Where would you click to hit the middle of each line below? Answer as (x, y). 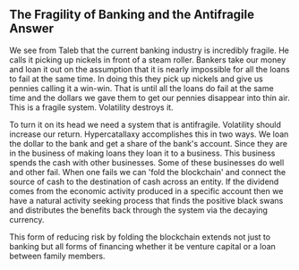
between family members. (57, 256)
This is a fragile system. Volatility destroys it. (91, 107)
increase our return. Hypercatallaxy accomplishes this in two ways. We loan (149, 134)
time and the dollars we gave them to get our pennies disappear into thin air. (149, 97)
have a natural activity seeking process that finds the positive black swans (146, 200)
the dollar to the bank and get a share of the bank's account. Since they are (149, 143)
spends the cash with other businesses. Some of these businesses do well (147, 162)
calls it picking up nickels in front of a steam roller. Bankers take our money (148, 59)
